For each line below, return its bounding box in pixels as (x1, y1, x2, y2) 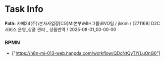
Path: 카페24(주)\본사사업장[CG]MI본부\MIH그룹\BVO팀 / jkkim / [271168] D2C (4, 20, 161, 26)
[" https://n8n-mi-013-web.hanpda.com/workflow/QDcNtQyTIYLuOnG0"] (11, 50, 161, 56)
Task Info (4, 3, 44, 15)
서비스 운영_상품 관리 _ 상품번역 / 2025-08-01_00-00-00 (4, 26, 116, 32)
